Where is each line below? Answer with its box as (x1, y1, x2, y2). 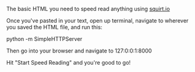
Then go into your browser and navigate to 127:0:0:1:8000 (6, 47, 152, 54)
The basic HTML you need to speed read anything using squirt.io (6, 5, 170, 12)
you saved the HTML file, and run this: (6, 24, 103, 31)
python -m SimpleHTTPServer (6, 35, 83, 42)
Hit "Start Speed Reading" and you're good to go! (6, 59, 131, 66)
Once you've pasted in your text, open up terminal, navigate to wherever (6, 17, 189, 24)
